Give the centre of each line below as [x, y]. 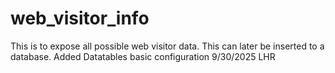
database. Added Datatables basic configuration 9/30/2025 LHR [143, 56]
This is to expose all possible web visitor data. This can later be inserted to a [167, 46]
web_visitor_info [80, 18]
